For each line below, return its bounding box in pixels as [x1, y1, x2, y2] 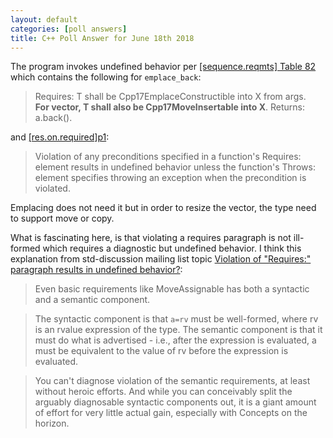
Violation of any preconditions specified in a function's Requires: [34, 151, 302, 163]
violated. [34, 182, 71, 195]
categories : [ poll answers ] [10, 24, 128, 34]
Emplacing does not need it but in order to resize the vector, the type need [10, 202, 317, 214]
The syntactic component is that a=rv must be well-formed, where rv [34, 313, 319, 325]
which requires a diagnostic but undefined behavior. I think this [42, 242, 302, 255]
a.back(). [34, 112, 73, 124]
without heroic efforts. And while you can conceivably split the [34, 386, 293, 398]
